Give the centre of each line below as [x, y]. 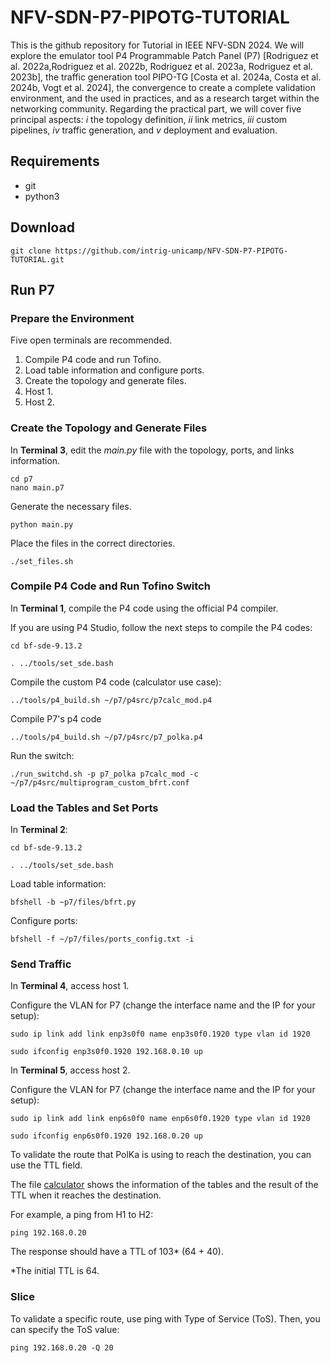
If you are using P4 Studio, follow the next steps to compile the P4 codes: [161, 627]
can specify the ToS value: [65, 1329]
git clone [31, 251]
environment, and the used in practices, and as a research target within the [165, 98]
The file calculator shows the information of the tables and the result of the [164, 1185]
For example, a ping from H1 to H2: [82, 1215]
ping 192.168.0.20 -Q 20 [62, 1347]
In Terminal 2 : [39, 830]
